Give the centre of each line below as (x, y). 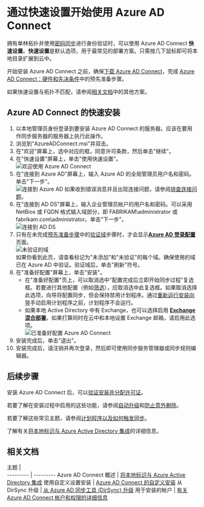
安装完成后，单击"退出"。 (47, 340)
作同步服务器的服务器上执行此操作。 (61, 136)
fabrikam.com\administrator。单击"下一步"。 (71, 219)
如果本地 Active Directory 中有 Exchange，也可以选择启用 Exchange (110, 310)
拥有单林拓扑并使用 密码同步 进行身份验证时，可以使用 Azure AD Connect (97, 43)
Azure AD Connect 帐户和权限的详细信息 (58, 498)
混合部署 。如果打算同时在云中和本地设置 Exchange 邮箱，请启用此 (107, 317)
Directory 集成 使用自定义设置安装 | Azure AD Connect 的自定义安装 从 (95, 483)
